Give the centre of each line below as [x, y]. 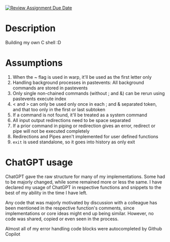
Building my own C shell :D [33, 42]
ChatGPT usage [39, 162]
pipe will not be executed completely [51, 131]
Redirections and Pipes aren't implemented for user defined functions [85, 136]
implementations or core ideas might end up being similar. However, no [79, 213]
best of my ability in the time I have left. [46, 193]
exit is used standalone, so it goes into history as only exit [74, 142]
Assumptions [34, 63]
